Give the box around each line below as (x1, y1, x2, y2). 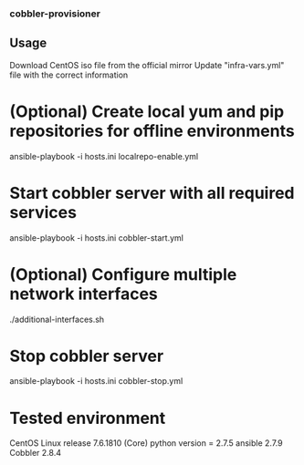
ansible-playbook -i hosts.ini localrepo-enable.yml (9, 150, 199, 161)
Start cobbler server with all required (9, 182, 295, 203)
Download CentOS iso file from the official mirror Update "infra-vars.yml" (9, 59, 285, 70)
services (9, 201, 78, 222)
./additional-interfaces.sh (9, 314, 105, 325)
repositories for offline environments (9, 120, 295, 141)
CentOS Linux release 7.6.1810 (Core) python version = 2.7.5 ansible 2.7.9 (9, 438, 283, 449)
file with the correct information (9, 69, 129, 80)
